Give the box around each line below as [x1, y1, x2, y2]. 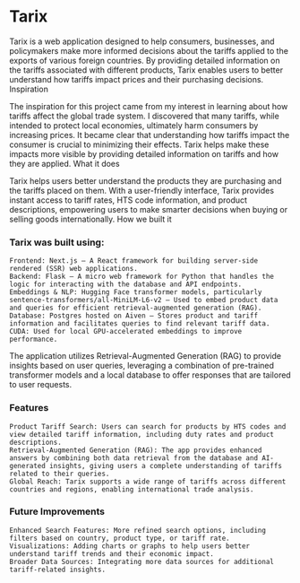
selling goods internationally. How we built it [9, 213, 172, 224]
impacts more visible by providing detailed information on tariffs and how [9, 148, 279, 159]
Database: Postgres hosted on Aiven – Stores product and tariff [9, 311, 258, 320]
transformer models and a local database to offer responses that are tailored [9, 370, 291, 380]
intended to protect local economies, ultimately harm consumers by [9, 119, 259, 131]
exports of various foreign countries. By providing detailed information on [9, 55, 280, 65]
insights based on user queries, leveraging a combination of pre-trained [9, 361, 275, 371]
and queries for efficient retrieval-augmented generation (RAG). [9, 303, 262, 313]
